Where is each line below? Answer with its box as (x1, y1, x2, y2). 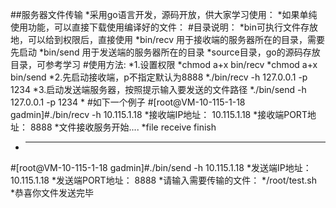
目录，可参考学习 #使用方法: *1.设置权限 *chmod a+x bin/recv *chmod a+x (10, 59, 318, 70)
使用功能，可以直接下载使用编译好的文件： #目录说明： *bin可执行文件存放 (10, 21, 318, 33)
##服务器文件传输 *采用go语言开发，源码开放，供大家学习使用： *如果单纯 (10, 9, 318, 20)
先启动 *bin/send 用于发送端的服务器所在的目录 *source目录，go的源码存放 (10, 46, 321, 58)
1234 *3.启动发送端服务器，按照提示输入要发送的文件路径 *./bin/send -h (10, 84, 307, 95)
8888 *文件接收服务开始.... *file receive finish (29, 121, 217, 133)
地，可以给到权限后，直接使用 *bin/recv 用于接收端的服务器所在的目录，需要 (10, 34, 325, 45)
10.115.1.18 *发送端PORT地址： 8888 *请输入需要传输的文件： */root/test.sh (10, 174, 317, 186)
